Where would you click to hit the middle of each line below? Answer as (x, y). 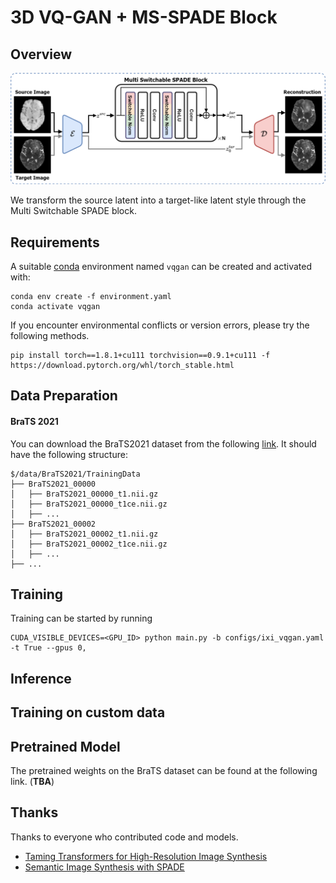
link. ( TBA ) (32, 781)
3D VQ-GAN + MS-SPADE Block (144, 17)
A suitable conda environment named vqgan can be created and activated (161, 266)
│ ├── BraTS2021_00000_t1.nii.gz (84, 494)
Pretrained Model (65, 746)
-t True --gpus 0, (48, 648)
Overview (41, 54)
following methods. (50, 335)
